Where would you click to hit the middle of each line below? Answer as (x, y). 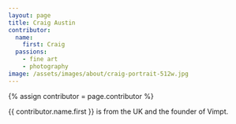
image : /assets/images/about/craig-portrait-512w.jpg (99, 74)
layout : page (30, 15)
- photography (45, 67)
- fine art (40, 60)
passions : (31, 52)
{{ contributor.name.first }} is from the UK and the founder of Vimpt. (118, 111)
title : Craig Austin (42, 23)
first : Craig (44, 45)
